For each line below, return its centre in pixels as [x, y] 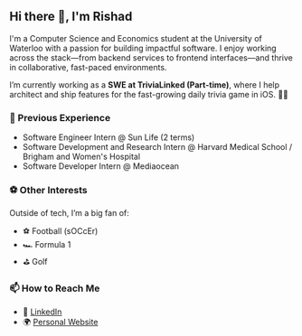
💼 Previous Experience [60, 117]
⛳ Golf [35, 262]
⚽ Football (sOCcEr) [60, 231]
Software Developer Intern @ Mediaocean [100, 166]
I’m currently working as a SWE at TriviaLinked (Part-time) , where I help [145, 84]
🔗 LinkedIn [42, 312]
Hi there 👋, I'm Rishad [71, 17]
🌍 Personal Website [60, 322]
